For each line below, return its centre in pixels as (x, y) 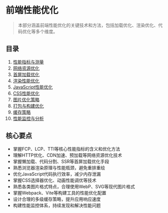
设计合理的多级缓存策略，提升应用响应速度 (57, 199)
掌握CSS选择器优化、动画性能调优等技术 (54, 180)
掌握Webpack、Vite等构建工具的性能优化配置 (59, 193)
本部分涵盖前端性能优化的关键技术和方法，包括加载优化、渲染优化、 (88, 25)
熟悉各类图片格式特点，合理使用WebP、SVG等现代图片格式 (74, 186)
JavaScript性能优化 (33, 87)
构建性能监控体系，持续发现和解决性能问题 (57, 205)
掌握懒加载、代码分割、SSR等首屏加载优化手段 (61, 161)
